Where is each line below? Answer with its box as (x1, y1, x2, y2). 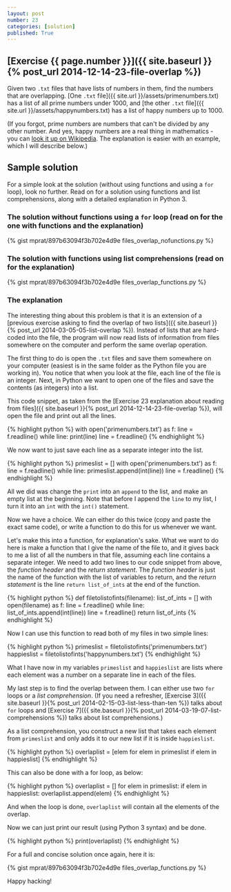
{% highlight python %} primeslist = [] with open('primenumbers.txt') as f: (7, 459, 217, 467)
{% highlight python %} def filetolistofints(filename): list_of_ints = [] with (7, 593, 212, 602)
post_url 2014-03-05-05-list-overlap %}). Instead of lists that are (17, 326, 202, 334)
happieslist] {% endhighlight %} (7, 755, 98, 763)
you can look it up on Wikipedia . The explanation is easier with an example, (7, 134, 221, 143)
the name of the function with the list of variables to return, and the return (7, 572, 217, 581)
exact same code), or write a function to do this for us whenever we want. (7, 522, 217, 531)
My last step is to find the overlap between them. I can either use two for (7, 684, 215, 692)
